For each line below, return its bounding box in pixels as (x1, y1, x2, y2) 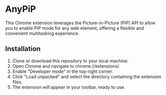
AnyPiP (5, 3, 36, 15)
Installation (5, 45, 41, 53)
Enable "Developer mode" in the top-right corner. (12, 68, 113, 74)
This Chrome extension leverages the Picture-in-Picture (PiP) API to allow (5, 20, 156, 26)
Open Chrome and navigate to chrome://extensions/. (12, 63, 120, 69)
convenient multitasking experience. (5, 30, 80, 36)
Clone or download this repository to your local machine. (12, 58, 129, 64)
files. (12, 79, 23, 85)
